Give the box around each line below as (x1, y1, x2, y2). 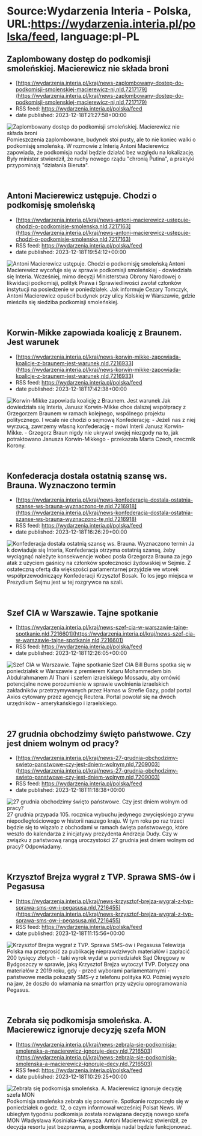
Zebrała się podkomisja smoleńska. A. (7, 1015, 152, 1026)
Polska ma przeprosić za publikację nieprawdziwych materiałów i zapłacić (7, 948, 190, 955)
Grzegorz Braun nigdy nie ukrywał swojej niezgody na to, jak (28, 429, 179, 436)
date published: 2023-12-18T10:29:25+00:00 (15, 1073, 127, 1080)
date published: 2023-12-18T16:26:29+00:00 (15, 528, 127, 535)
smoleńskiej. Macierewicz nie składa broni (7, 63, 169, 74)
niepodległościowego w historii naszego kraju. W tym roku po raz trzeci (7, 817, 185, 825)
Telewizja (162, 941, 186, 948)
